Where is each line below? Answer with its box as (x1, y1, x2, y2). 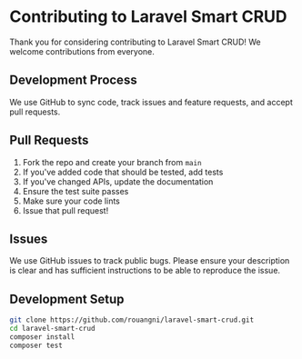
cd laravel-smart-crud (9, 324, 96, 334)
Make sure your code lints (22, 195, 121, 206)
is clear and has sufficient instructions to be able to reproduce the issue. (9, 265, 280, 276)
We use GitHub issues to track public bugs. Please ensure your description (9, 255, 290, 266)
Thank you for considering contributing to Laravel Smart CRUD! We (9, 36, 261, 47)
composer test (9, 341, 64, 350)
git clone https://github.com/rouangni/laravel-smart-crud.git (9, 315, 255, 324)
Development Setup (9, 291, 125, 306)
